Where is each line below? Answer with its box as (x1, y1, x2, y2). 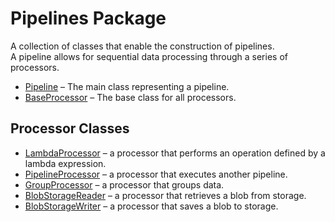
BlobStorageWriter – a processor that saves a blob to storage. (24, 200, 279, 212)
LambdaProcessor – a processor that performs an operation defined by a (24, 147, 326, 159)
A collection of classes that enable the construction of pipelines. (10, 40, 275, 52)
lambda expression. (24, 157, 107, 169)
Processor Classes (10, 120, 130, 137)
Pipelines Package (10, 7, 167, 30)
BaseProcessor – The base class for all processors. (24, 91, 237, 103)
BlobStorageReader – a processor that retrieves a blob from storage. (24, 189, 307, 201)
